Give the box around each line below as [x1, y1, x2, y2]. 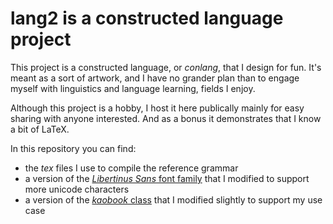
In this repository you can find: [10, 142, 137, 154]
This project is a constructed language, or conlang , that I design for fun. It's [10, 61, 322, 73]
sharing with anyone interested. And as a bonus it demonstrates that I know [10, 112, 322, 124]
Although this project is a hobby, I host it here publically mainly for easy [10, 102, 305, 114]
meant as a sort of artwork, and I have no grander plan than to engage [10, 72, 300, 84]
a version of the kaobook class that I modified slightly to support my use [24, 193, 323, 206]
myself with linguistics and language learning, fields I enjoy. [10, 82, 256, 94]
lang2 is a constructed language [10, 7, 284, 30]
